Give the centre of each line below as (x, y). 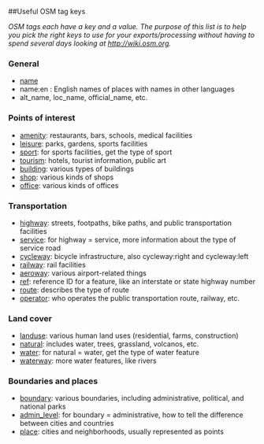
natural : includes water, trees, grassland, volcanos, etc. (109, 344)
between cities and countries (67, 424)
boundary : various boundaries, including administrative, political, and (132, 398)
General (24, 64)
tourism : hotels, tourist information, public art (93, 160)
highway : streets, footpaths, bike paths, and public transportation (126, 223)
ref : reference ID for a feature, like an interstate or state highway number (138, 281)
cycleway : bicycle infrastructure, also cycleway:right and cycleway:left (134, 256)
